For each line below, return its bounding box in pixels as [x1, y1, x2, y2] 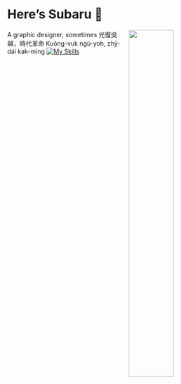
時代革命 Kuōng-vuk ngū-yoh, [19, 39, 106, 48]
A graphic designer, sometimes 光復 [7, 30, 112, 39]
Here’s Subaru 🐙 [7, 6, 103, 22]
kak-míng [17, 47, 46, 55]
